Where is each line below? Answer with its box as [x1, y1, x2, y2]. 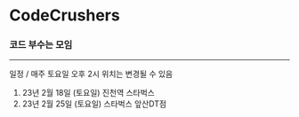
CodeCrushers [9, 5, 120, 26]
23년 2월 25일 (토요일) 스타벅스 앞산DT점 [21, 98, 167, 109]
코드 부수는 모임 [9, 39, 73, 51]
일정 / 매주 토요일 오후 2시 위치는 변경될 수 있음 [9, 68, 174, 80]
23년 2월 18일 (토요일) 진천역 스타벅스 [21, 88, 156, 98]
